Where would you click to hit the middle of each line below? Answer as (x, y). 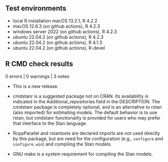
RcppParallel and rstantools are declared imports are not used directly (86, 133)
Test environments (36, 8)
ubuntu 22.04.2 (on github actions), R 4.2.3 (58, 37)
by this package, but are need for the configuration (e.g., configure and (88, 138)
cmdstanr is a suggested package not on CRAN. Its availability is (80, 96)
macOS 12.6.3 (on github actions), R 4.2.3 (56, 26)
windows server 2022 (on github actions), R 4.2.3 (65, 31)
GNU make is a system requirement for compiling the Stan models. (83, 154)
